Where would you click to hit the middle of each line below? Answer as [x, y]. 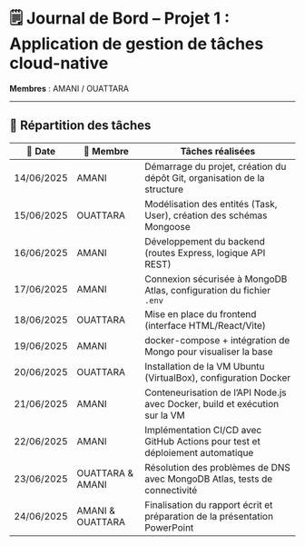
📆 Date [41, 151]
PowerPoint [169, 527]
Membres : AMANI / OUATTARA [69, 88]
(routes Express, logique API [205, 253]
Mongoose [167, 226]
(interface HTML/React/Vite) [205, 325]
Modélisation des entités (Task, [211, 204]
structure [164, 189]
